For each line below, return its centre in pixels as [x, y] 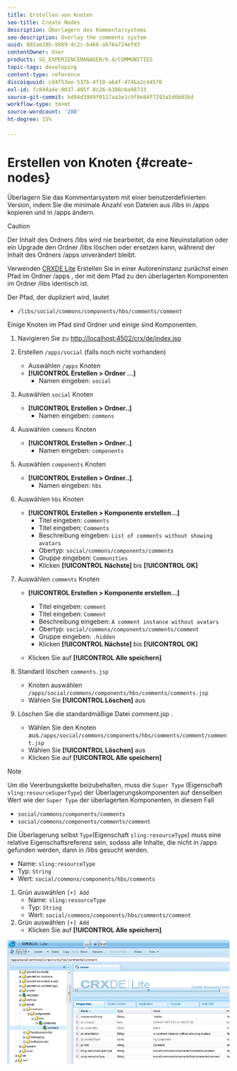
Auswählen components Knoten [61, 464]
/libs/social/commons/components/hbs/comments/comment [100, 311]
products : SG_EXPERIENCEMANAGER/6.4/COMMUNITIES [80, 60]
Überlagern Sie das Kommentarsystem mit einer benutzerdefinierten [107, 197]
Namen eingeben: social [75, 380]
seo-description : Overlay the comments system [77, 37]
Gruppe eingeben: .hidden [77, 636]
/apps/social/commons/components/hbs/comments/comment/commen [134, 735]
